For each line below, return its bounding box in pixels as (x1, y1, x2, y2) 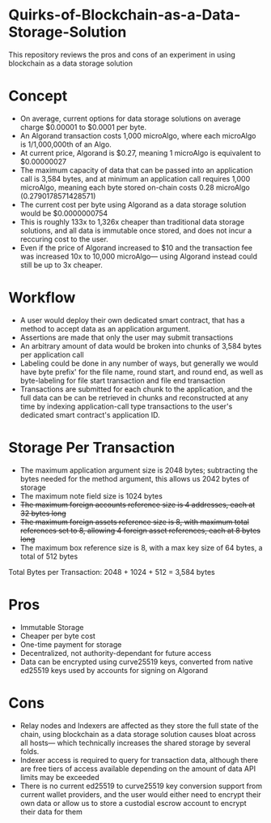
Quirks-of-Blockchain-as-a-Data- (8, 6, 241, 24)
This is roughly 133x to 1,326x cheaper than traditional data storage (19, 216, 245, 226)
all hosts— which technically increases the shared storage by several (19, 738, 251, 748)
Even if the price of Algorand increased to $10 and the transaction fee (19, 242, 253, 252)
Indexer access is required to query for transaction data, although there (19, 755, 259, 765)
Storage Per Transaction (8, 439, 176, 457)
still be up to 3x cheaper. (19, 259, 103, 269)
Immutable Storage (19, 622, 84, 632)
